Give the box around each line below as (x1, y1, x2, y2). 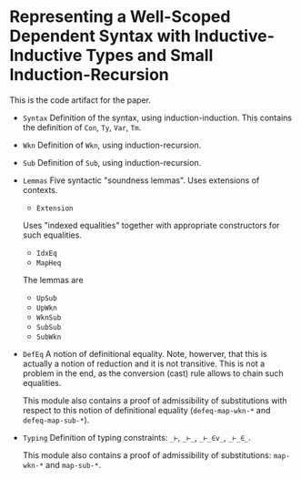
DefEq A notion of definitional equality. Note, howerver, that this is (22, 348, 267, 359)
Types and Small (85, 46, 214, 66)
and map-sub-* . (45, 459, 102, 470)
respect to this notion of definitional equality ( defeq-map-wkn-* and (22, 404, 271, 415)
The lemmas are (22, 274, 84, 285)
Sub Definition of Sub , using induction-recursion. (22, 157, 202, 168)
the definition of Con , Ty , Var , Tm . (22, 121, 142, 133)
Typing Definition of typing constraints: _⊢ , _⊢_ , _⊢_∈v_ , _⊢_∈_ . (22, 432, 252, 443)
